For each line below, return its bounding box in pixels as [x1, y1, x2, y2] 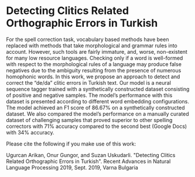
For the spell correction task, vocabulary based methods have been [6, 36, 169, 43]
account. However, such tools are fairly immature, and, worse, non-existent [6, 48, 187, 55]
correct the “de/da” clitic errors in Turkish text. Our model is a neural [6, 79, 172, 86]
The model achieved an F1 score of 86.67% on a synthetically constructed [6, 104, 185, 111]
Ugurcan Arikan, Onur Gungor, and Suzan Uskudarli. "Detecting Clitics [6, 151, 176, 158]
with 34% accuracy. [6, 129, 54, 136]
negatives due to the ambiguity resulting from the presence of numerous [6, 67, 182, 74]
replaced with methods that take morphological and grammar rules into [6, 42, 177, 49]
